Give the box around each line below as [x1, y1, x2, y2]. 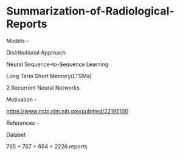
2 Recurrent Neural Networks [6, 84, 80, 91]
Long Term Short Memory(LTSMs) [6, 72, 92, 79]
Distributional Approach [6, 48, 66, 56]
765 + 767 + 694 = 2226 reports [6, 142, 88, 150]
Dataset [6, 131, 26, 138]
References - [6, 119, 40, 127]
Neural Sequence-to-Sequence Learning [6, 61, 109, 68]
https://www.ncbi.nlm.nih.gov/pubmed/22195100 [6, 107, 129, 114]
